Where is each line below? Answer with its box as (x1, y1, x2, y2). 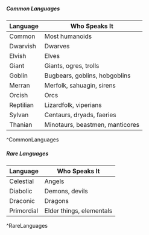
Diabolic (9, 187, 33, 195)
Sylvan (9, 111, 29, 119)
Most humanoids (44, 32, 92, 40)
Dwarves (44, 42, 70, 50)
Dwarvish (9, 42, 36, 50)
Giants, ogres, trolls (44, 61, 100, 69)
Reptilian (9, 100, 34, 109)
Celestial (9, 177, 34, 185)
